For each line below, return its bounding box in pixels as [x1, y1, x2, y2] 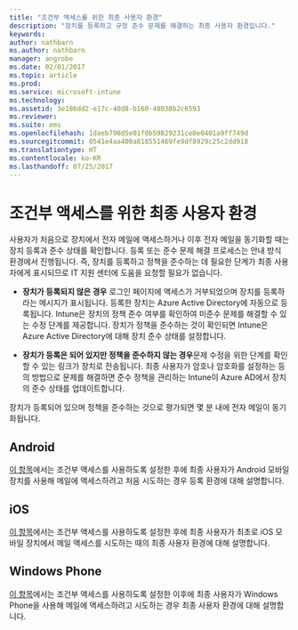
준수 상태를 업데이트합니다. [31, 384, 125, 394]
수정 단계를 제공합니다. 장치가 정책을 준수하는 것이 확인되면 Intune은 [31, 319, 269, 330]
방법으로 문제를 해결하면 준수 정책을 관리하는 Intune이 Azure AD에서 [31, 372, 270, 383]
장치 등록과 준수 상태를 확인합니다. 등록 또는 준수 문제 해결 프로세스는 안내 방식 [9, 246, 282, 256]
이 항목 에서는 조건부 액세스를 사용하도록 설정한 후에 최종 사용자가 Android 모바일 [9, 464, 290, 475]
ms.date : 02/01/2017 [9, 63, 86, 72]
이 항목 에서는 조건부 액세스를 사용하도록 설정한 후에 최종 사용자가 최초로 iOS [9, 526, 274, 537]
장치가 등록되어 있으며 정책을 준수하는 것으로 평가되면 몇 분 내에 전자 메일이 [9, 402, 270, 413]
